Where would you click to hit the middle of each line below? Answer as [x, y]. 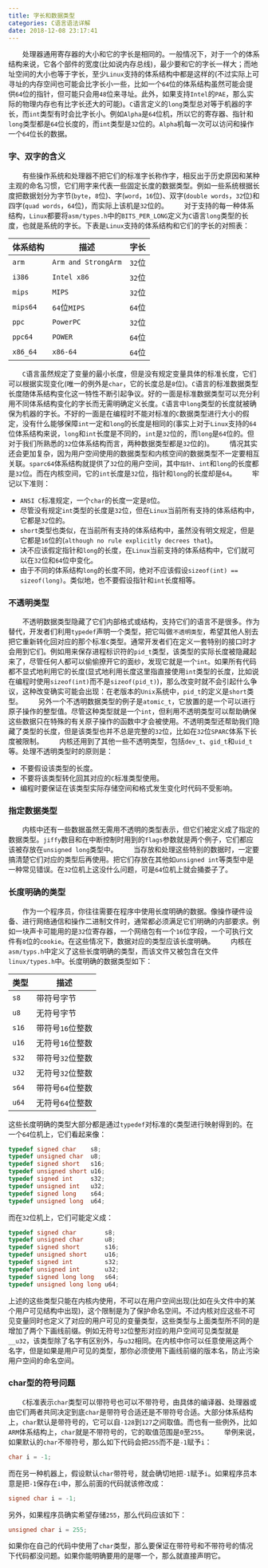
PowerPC [67, 322]
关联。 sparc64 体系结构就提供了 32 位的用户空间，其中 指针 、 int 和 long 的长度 [130, 463]
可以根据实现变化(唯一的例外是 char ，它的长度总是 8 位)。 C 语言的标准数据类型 [134, 383]
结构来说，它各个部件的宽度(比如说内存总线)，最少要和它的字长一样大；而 [130, 64]
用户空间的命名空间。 [43, 1361]
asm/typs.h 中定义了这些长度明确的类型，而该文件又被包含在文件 [114, 951]
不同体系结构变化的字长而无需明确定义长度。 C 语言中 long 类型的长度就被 [132, 403]
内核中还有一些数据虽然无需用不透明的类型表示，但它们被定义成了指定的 [141, 830]
